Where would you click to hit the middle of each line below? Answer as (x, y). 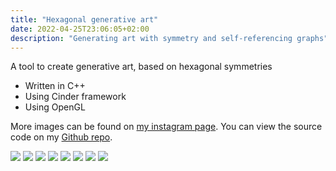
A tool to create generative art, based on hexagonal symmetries (141, 67)
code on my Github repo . (61, 137)
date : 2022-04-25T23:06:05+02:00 (80, 29)
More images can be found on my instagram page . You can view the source (166, 127)
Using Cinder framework (75, 97)
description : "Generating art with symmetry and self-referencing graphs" (169, 38)
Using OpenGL (55, 107)
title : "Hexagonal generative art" (84, 19)
